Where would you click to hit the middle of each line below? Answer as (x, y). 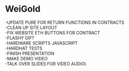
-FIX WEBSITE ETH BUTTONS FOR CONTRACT (53, 33)
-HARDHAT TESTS (24, 48)
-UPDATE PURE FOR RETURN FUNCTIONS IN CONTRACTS (65, 22)
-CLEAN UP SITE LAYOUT (31, 27)
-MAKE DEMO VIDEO (26, 58)
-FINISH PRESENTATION (30, 53)
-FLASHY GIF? (20, 38)
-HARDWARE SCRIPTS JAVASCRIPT (42, 43)
